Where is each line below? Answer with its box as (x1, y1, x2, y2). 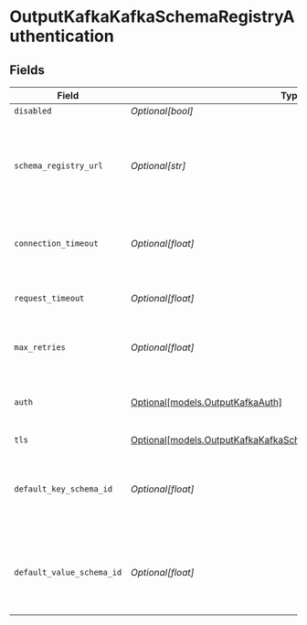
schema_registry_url (14, 161, 103, 171)
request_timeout (14, 293, 85, 303)
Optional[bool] (131, 105, 194, 117)
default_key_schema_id (14, 484, 112, 494)
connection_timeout (14, 238, 99, 249)
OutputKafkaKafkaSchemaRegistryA (9, 6, 295, 27)
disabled (14, 106, 52, 116)
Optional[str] (131, 160, 186, 172)
